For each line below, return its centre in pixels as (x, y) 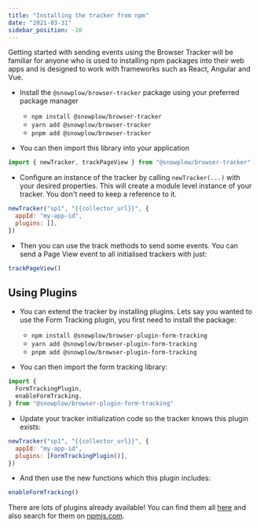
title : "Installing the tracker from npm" (79, 15)
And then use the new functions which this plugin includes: (115, 478)
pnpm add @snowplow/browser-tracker (91, 134)
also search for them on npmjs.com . (66, 516)
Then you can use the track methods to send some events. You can (128, 245)
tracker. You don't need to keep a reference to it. (98, 194)
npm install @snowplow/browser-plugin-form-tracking (119, 336)
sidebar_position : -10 (45, 30)
